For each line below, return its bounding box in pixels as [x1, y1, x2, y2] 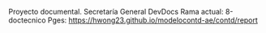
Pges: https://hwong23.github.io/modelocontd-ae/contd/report [47, 15, 258, 25]
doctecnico [8, 15, 46, 25]
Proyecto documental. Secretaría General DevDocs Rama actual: [8, 7, 225, 16]
